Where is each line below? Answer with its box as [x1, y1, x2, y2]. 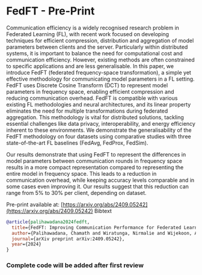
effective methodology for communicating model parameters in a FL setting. [6, 75, 195, 82]
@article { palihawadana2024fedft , [6, 218, 90, 225]
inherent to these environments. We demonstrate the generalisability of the [6, 126, 192, 134]
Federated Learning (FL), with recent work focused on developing [6, 30, 170, 37]
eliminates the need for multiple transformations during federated [6, 107, 168, 114]
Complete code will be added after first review [6, 261, 144, 270]
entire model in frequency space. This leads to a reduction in [6, 170, 157, 177]
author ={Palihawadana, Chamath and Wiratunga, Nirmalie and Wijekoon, [11, 230, 192, 236]
